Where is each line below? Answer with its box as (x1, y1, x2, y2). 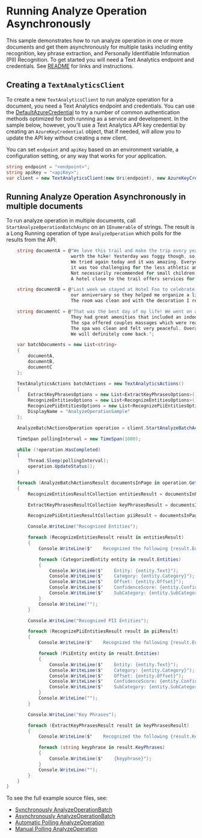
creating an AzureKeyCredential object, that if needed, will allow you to (6, 127, 182, 135)
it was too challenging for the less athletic (70, 265, 189, 271)
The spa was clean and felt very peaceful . (70, 325, 182, 331)
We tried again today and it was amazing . (70, 258, 179, 265)
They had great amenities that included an (70, 314, 182, 320)
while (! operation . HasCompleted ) (17, 447, 101, 453)
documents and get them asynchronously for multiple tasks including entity (6, 43, 194, 50)
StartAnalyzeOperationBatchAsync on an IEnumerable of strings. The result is (6, 224, 195, 231)
